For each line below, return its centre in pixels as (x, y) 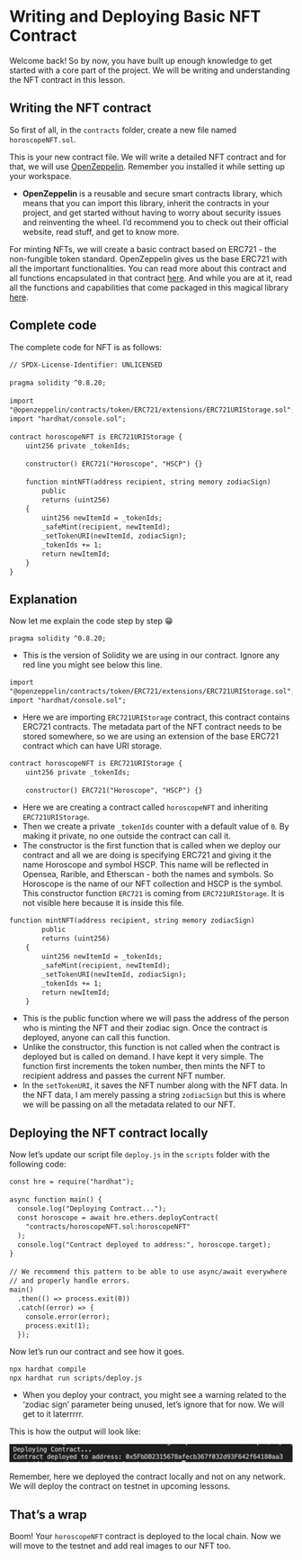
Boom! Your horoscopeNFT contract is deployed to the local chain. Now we (145, 1536)
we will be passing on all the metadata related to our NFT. (129, 1104)
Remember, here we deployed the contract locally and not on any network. (147, 1477)
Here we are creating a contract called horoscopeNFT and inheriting (145, 807)
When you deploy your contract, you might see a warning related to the (154, 1395)
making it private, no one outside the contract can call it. (127, 836)
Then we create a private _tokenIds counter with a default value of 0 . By (155, 827)
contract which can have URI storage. (92, 746)
